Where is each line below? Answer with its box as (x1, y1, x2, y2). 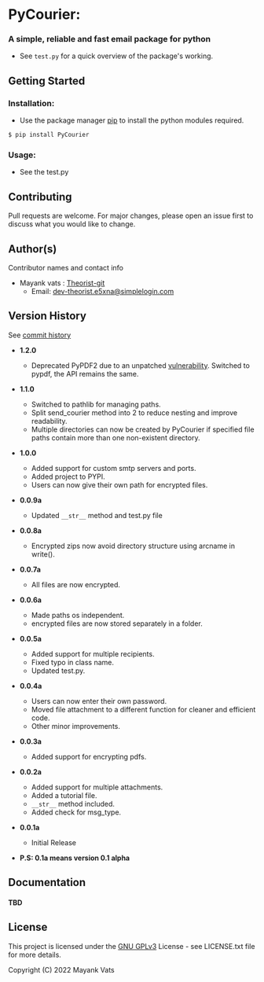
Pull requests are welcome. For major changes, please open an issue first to (8, 211, 254, 221)
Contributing (8, 190, 72, 204)
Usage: (8, 149, 37, 160)
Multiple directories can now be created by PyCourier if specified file (31, 425, 255, 434)
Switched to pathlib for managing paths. (31, 399, 161, 409)
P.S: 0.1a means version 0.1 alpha (19, 853, 130, 862)
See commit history (8, 330, 71, 340)
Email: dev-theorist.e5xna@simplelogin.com (31, 286, 174, 296)
